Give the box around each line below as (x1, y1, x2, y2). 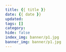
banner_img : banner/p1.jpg (5, 40, 61, 45)
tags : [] (5, 21, 23, 26)
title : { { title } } (5, 7, 46, 12)
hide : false (5, 30, 30, 35)
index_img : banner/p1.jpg (5, 35, 59, 40)
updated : (5, 16, 23, 21)
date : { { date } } (5, 12, 41, 17)
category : (5, 26, 26, 31)
